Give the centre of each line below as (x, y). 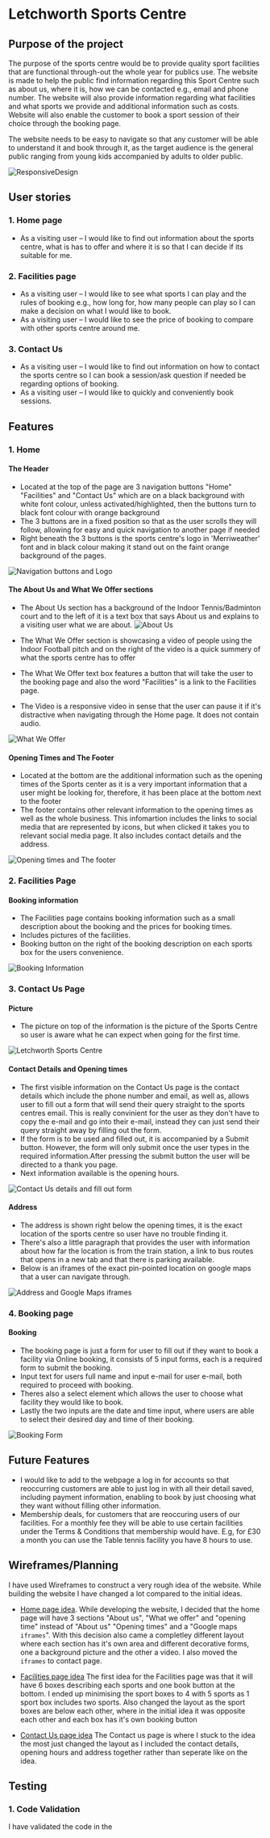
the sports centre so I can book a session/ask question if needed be (133, 375)
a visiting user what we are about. (76, 625)
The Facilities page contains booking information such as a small (127, 918)
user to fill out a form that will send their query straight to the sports (133, 1104)
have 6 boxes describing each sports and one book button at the (127, 1685)
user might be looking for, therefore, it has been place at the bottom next (141, 792)
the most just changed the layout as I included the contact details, (129, 1743)
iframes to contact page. (61, 1661)
